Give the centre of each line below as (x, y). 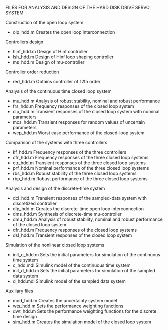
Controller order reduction (32, 72)
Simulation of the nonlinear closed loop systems (55, 245)
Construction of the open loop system (44, 22)
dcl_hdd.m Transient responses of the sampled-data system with (79, 198)
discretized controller (34, 203)
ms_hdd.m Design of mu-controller (48, 62)
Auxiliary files (19, 291)
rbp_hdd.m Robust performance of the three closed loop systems (80, 179)
